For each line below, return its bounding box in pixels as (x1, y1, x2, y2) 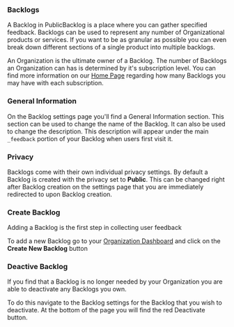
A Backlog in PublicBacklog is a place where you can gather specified (7, 21, 208, 29)
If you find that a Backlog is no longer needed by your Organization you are (7, 277, 223, 286)
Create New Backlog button (7, 245, 88, 253)
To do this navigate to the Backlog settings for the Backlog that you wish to (7, 298, 223, 307)
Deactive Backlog (7, 262, 68, 272)
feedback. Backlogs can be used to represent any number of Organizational (7, 28, 225, 36)
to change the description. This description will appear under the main (7, 127, 209, 136)
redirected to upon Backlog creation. (7, 190, 113, 198)
